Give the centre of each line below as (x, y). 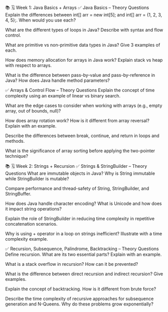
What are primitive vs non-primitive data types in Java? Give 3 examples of (83, 45)
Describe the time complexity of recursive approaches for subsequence (79, 299)
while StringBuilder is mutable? (37, 179)
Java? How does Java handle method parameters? (58, 80)
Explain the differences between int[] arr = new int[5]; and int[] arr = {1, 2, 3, (84, 15)
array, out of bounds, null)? (33, 111)
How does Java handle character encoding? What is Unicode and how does (83, 203)
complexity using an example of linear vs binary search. (63, 96)
